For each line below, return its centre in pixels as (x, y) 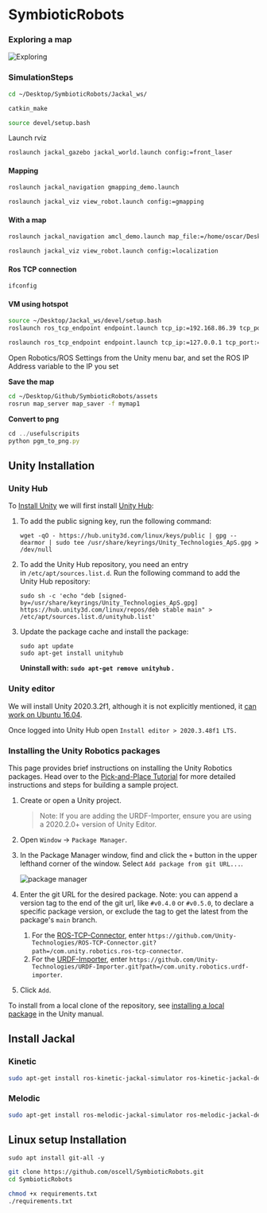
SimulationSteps (41, 77)
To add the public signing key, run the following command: (116, 521)
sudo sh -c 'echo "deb (57, 596)
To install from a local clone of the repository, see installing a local (116, 1005)
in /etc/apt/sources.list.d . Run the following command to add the (130, 573)
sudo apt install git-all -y (56, 1158)
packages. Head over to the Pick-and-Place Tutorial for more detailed (122, 776)
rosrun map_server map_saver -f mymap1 (74, 404)
